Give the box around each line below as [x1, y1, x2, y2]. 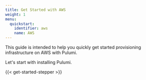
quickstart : [9, 21, 35, 26]
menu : [5, 16, 16, 21]
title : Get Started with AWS [5, 7, 66, 12]
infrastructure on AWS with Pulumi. [5, 49, 77, 55]
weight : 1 [5, 12, 26, 17]
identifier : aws [14, 26, 48, 31]
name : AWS [14, 30, 35, 35]
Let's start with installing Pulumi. [5, 59, 72, 65]
